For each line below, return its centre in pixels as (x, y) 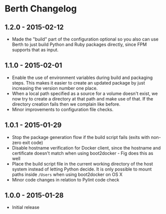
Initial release (25, 207)
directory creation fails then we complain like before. (66, 104)
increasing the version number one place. (55, 88)
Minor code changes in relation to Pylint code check (65, 179)
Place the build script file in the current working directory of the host (82, 163)
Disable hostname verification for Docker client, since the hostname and (86, 147)
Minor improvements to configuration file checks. (62, 109)
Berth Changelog (41, 9)
